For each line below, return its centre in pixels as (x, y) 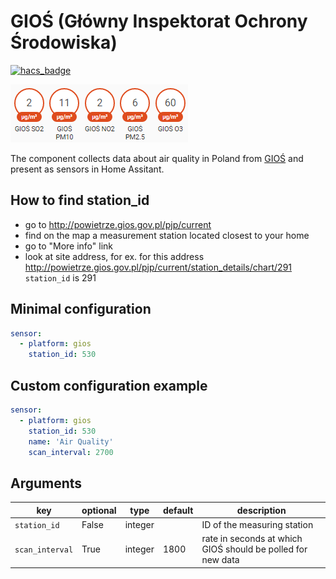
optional (99, 510)
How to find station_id (80, 200)
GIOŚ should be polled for (254, 549)
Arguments (46, 483)
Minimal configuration (81, 309)
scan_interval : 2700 (71, 452)
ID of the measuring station (257, 524)
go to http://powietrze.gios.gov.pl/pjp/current (118, 224)
